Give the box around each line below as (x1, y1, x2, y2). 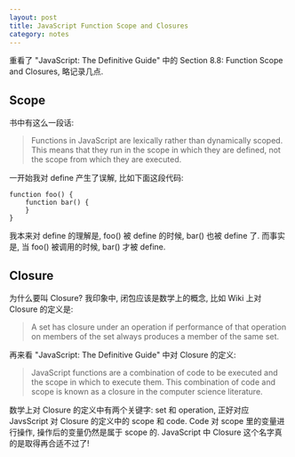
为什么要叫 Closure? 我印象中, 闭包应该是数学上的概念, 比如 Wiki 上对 (9, 293, 262, 303)
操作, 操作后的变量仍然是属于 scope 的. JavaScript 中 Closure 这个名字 (16, 427, 275, 437)
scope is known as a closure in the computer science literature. (30, 387, 264, 396)
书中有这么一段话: (9, 118, 75, 128)
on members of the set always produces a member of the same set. (30, 331, 280, 341)
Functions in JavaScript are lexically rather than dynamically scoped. (30, 135, 283, 146)
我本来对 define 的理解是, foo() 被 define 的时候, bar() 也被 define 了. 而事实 (9, 231, 286, 241)
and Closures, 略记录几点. (9, 66, 104, 77)
